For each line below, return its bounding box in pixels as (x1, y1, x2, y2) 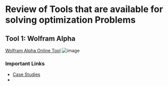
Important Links (5, 60, 45, 67)
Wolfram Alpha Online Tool (5, 48, 61, 53)
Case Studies (12, 71, 40, 77)
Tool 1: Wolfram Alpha (5, 34, 76, 43)
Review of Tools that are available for (5, 4, 163, 15)
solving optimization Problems (5, 14, 136, 26)
